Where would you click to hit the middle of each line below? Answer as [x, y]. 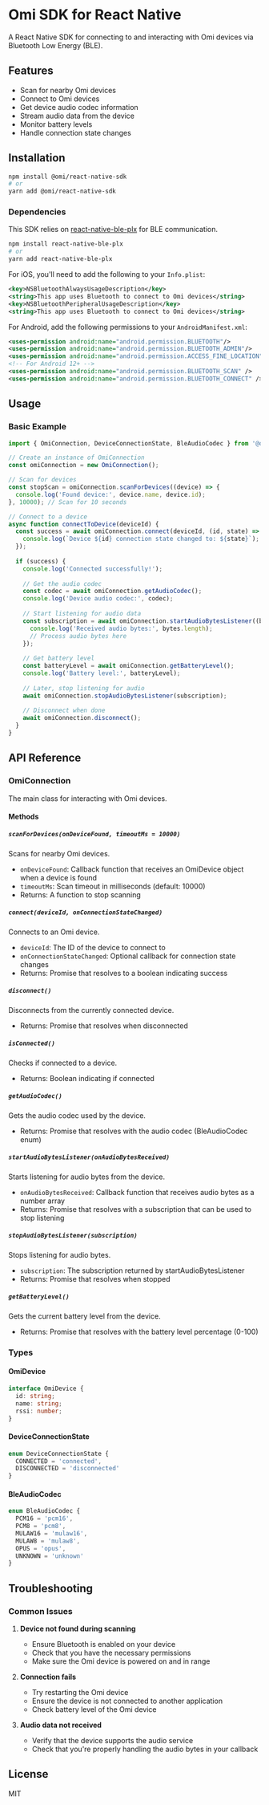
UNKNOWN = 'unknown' [50, 1556]
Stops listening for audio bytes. [60, 1254]
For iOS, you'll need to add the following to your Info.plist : [107, 274]
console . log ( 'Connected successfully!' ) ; [92, 569]
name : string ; [39, 1403]
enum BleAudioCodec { [44, 1511]
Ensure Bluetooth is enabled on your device [104, 1644]
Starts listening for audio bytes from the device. [87, 1177]
